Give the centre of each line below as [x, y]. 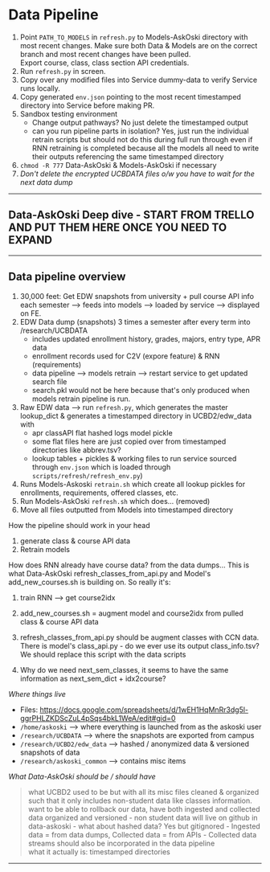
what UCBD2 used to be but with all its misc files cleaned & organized [143, 792]
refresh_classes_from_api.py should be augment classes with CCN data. [139, 637]
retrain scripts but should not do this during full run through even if [142, 139]
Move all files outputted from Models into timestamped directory [126, 510]
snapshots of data [50, 752]
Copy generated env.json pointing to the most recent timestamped [130, 96]
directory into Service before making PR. [87, 105]
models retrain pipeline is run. [81, 399]
